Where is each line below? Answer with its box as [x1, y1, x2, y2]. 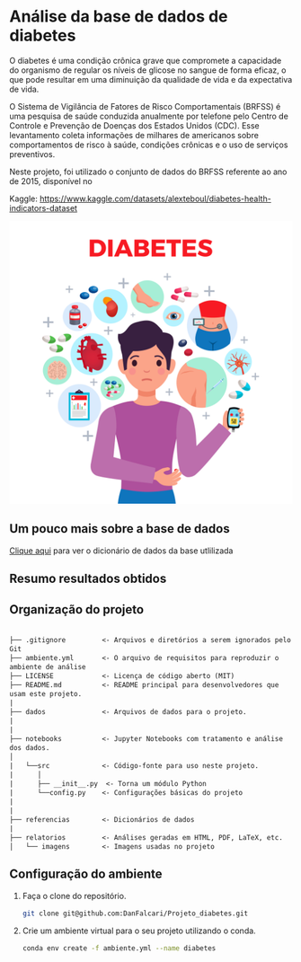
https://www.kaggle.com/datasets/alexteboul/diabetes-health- [39, 193, 271, 204]
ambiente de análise [9, 662, 87, 671]
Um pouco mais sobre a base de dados [9, 521, 231, 536]
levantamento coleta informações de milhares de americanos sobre [9, 129, 259, 140]
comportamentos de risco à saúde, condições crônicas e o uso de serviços [9, 139, 288, 150]
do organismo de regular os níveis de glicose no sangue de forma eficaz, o [9, 65, 287, 75]
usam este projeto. [9, 689, 83, 698]
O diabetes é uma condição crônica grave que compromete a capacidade [9, 55, 282, 66]
